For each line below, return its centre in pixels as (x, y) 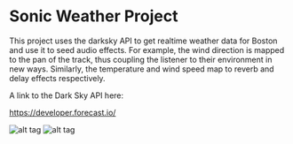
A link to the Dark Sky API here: (67, 95)
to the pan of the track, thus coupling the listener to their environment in (141, 59)
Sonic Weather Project (94, 16)
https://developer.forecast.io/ (63, 112)
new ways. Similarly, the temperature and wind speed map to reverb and (142, 69)
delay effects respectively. (57, 78)
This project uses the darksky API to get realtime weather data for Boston (143, 41)
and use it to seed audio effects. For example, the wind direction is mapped (147, 49)
